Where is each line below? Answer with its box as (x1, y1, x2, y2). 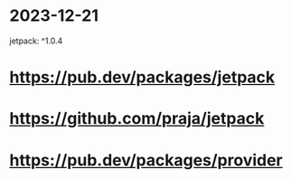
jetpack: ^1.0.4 (9, 35, 63, 46)
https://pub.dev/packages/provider (9, 150, 283, 170)
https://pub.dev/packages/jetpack (9, 67, 276, 88)
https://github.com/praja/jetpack (9, 108, 265, 129)
